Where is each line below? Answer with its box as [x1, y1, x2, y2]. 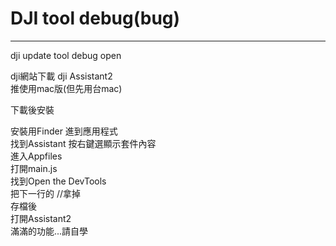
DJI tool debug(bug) [10, 7, 181, 30]
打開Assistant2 [10, 212, 72, 224]
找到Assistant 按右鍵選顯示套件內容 [10, 137, 157, 149]
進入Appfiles [10, 150, 63, 162]
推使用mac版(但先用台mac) [10, 82, 123, 94]
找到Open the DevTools [10, 175, 107, 187]
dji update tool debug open [10, 49, 122, 61]
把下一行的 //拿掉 [10, 187, 82, 199]
